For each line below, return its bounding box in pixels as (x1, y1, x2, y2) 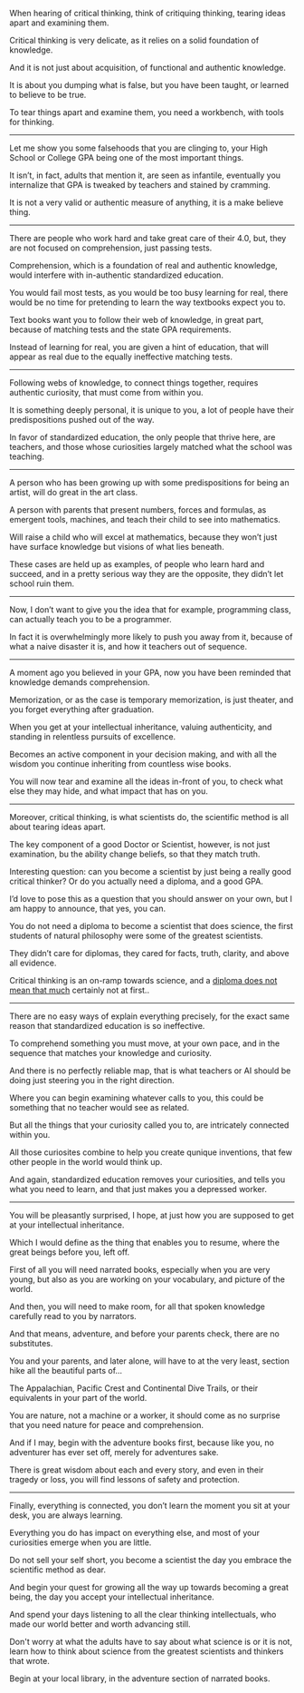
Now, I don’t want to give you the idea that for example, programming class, (9, 604, 291, 615)
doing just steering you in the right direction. (9, 1075, 175, 1085)
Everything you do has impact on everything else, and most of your (9, 1528, 261, 1538)
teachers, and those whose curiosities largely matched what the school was (9, 442, 292, 452)
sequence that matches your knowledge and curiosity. (9, 1048, 213, 1058)
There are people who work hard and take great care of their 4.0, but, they (9, 233, 287, 243)
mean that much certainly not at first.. (9, 984, 150, 995)
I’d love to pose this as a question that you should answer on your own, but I (9, 894, 292, 904)
